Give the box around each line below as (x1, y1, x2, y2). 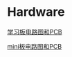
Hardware (7, 4, 65, 20)
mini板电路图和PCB (7, 42, 62, 50)
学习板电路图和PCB (7, 27, 62, 36)
